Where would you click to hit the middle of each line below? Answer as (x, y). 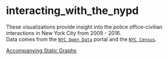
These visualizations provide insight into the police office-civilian (84, 27)
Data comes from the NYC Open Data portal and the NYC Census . (81, 39)
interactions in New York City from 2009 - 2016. (64, 33)
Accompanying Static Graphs (42, 50)
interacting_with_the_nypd (73, 11)
